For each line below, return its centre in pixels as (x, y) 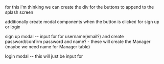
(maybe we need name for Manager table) (48, 47)
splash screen (19, 12)
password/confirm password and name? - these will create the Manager (78, 42)
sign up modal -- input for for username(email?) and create (64, 36)
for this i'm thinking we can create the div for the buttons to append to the (80, 7)
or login (13, 27)
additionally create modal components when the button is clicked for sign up (82, 22)
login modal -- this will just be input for (44, 56)
